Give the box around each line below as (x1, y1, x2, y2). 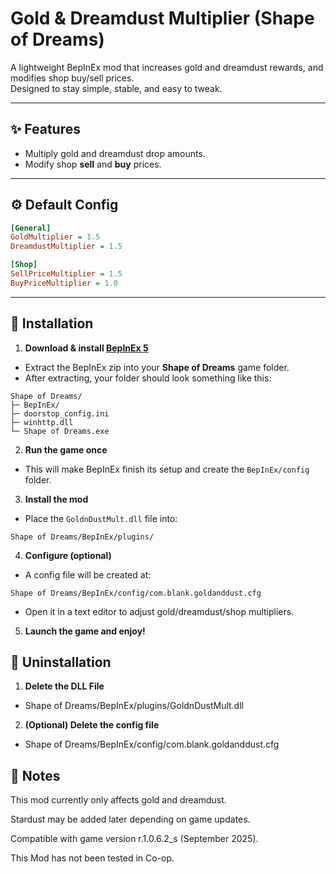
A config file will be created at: (24, 568, 152, 581)
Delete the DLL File (24, 680, 105, 692)
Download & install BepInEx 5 (24, 342, 149, 354)
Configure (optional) (24, 549, 112, 561)
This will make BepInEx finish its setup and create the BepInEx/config (24, 463, 310, 475)
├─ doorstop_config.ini (10, 408, 110, 419)
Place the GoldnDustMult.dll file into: (24, 512, 178, 524)
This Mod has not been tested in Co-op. (10, 852, 175, 864)
